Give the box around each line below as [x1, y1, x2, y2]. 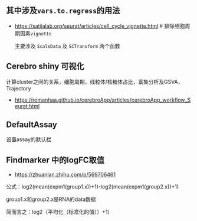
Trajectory [6, 84, 31, 92]
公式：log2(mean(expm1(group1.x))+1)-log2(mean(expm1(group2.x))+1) [6, 183, 179, 190]
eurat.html [14, 102, 40, 109]
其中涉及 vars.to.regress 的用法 [6, 5, 120, 16]
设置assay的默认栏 [6, 136, 52, 143]
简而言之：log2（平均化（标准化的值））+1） [6, 209, 113, 216]
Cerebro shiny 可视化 [6, 61, 84, 71]
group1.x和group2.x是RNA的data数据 [6, 196, 96, 203]
